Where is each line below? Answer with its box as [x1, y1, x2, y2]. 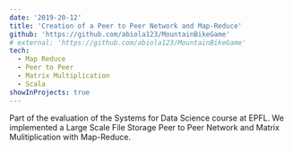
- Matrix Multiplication [17, 71, 110, 80]
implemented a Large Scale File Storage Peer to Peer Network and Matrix [9, 122, 280, 132]
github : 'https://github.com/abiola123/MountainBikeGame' [9, 29, 230, 38]
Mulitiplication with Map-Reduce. [9, 131, 132, 142]
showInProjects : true [9, 88, 90, 96]
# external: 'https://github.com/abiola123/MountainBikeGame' [9, 38, 246, 47]
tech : [9, 46, 30, 55]
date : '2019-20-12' [9, 13, 82, 22]
